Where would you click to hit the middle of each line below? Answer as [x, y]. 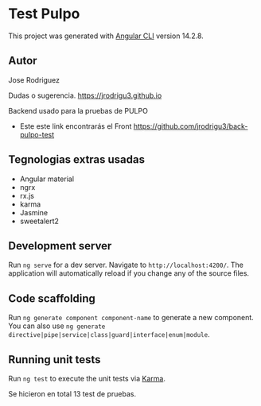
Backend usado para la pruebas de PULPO [78, 110]
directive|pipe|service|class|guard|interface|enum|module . [109, 334]
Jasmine [34, 212]
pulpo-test [37, 134]
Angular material [47, 179]
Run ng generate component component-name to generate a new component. [131, 318]
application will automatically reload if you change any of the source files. [129, 273]
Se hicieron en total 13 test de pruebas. [72, 394]
